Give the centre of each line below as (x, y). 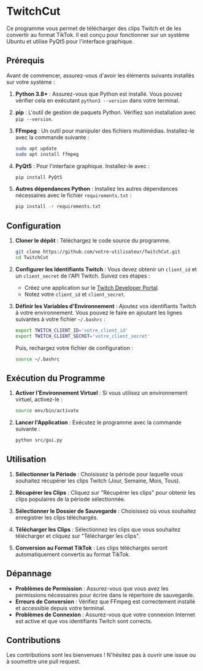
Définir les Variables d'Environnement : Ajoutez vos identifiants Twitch (106, 306)
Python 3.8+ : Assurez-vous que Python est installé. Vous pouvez (99, 94)
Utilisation (26, 460)
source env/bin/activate (47, 411)
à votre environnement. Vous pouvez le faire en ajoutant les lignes (99, 312)
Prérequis (25, 60)
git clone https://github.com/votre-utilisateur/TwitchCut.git (98, 252)
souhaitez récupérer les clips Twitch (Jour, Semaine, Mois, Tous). (98, 481)
